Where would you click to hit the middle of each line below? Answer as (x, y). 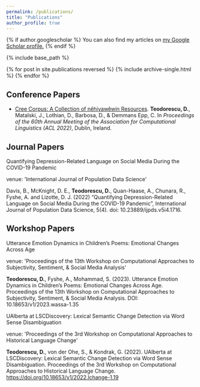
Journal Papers (35, 147)
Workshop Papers (40, 229)
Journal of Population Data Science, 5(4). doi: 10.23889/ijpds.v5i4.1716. (94, 210)
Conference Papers (43, 94)
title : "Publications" (34, 17)
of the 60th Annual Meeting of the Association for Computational (95, 122)
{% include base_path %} (38, 58)
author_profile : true (33, 23)
